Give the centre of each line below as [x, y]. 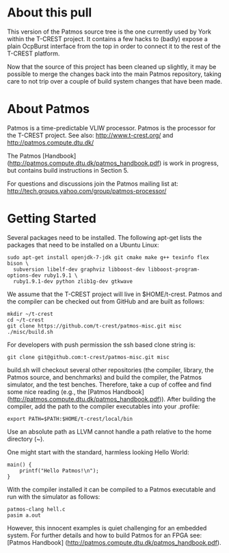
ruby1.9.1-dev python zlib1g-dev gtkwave [73, 281]
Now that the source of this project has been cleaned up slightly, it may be [112, 66]
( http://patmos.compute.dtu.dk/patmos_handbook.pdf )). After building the [111, 399]
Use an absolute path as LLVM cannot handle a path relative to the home [109, 431]
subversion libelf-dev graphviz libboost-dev [79, 269]
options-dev [24, 275]
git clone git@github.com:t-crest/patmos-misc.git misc [88, 357]
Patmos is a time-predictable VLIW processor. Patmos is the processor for [111, 127]
